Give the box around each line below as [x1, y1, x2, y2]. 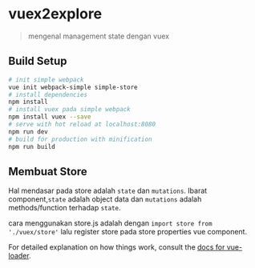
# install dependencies [8, 90, 88, 98]
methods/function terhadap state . [8, 203, 122, 213]
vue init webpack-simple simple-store [8, 83, 138, 91]
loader [8, 251, 30, 261]
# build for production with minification [8, 135, 152, 143]
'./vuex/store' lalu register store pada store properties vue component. [8, 227, 247, 237]
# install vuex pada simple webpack [8, 106, 131, 114]
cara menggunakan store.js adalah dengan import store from [8, 218, 212, 228]
